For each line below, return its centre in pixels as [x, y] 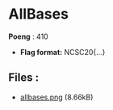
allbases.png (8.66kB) [56, 97]
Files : [23, 78]
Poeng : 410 [28, 36]
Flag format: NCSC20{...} [63, 52]
